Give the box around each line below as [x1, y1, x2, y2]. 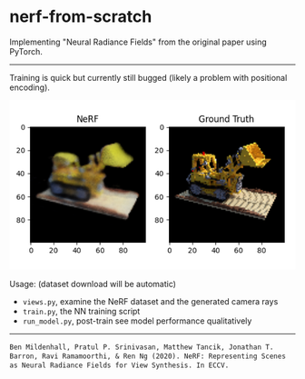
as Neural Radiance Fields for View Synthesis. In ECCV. [9, 361, 230, 370]
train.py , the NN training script [22, 306, 141, 316]
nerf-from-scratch [9, 6, 152, 27]
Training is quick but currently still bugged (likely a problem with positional [9, 72, 288, 83]
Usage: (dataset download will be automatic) [9, 279, 177, 289]
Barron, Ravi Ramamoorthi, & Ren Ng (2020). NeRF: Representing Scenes [9, 352, 286, 361]
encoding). [9, 82, 50, 93]
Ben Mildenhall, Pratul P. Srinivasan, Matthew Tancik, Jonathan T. [9, 343, 274, 352]
